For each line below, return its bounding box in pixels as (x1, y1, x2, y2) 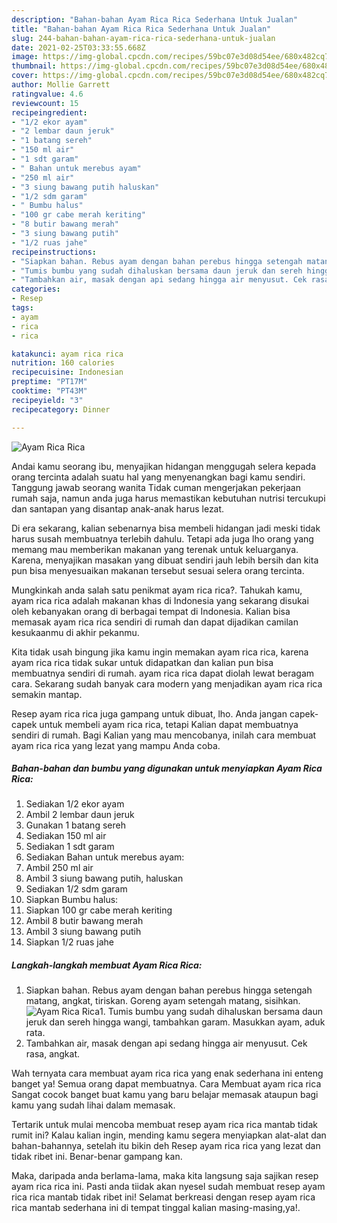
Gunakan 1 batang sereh (25, 819, 126, 831)
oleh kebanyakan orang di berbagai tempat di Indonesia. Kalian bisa (11, 605, 291, 617)
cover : (11, 71, 39, 81)
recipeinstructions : (11, 247, 98, 257)
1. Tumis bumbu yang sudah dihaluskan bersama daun (99, 1006, 323, 1018)
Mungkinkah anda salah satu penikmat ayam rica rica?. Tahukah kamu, (11, 584, 303, 596)
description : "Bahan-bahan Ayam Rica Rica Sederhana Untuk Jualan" (11, 14, 299, 25)
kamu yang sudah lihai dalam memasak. (11, 1099, 176, 1111)
